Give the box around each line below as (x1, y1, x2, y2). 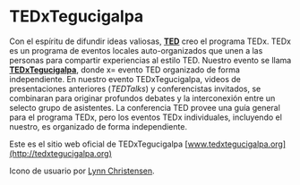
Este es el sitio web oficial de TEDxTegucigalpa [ (9, 139, 188, 149)
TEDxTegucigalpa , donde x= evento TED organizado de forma (9, 64, 240, 75)
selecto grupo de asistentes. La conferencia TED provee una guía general (9, 102, 280, 113)
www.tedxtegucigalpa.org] (187, 139, 287, 149)
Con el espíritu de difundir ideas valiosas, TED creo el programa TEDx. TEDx (9, 36, 291, 46)
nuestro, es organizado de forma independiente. (9, 121, 188, 131)
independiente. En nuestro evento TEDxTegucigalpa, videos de (9, 73, 242, 84)
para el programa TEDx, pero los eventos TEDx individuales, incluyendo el (9, 112, 282, 122)
